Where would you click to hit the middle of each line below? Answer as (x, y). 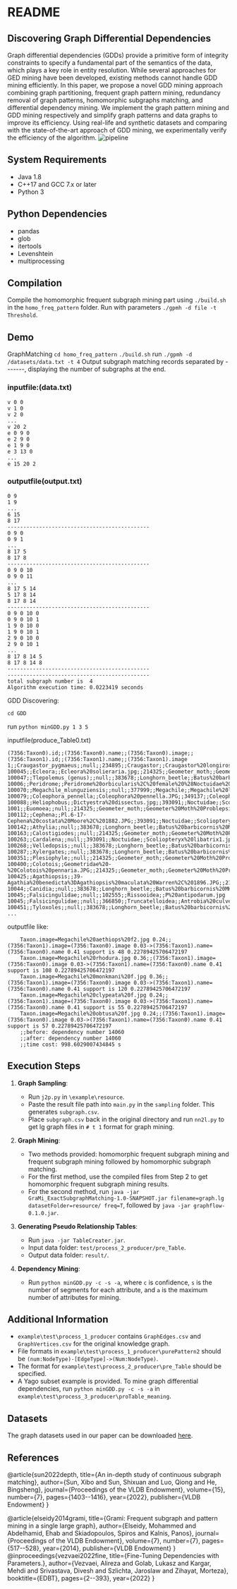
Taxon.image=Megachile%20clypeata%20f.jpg (83, 995)
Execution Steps (44, 1066)
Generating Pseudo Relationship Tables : (78, 1226)
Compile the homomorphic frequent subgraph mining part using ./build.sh (117, 300)
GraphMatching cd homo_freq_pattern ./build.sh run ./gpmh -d (100, 354)
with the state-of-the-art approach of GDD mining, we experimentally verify (117, 130)
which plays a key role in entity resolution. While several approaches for (112, 70)
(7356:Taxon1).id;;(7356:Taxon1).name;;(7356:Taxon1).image (98, 759)
